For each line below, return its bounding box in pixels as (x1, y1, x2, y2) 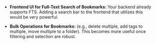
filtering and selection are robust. (9, 33, 76, 39)
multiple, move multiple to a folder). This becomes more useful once (9, 29, 146, 34)
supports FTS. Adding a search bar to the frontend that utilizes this (9, 9, 143, 15)
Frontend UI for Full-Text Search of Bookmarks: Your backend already (9, 4, 152, 10)
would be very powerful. (9, 14, 59, 20)
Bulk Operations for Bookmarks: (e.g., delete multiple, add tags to (9, 23, 143, 29)
